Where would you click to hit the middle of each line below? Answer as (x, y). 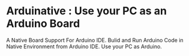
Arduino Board (43, 24)
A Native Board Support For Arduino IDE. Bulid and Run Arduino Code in (95, 40)
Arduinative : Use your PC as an (86, 11)
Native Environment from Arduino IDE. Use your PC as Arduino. (84, 46)
